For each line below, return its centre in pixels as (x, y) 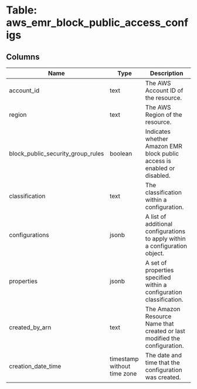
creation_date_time (35, 366)
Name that (159, 324)
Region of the (164, 115)
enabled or (160, 168)
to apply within (165, 239)
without (120, 366)
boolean (121, 153)
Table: (22, 10)
